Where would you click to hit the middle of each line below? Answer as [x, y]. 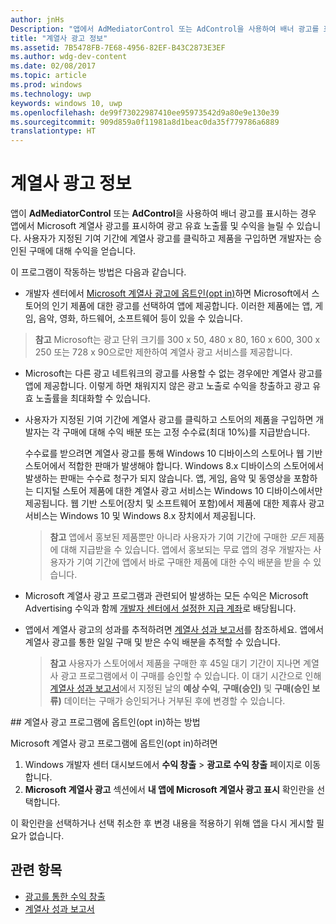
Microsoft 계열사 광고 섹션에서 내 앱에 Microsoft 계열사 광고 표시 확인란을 [169, 790]
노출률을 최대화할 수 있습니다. [93, 398]
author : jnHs [37, 19]
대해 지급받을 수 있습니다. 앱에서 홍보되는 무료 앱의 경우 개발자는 [186, 550]
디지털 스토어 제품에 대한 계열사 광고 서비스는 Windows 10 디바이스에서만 [179, 491]
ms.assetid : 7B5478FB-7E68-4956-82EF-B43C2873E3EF [118, 47]
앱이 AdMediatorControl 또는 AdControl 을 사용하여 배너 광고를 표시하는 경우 [163, 213]
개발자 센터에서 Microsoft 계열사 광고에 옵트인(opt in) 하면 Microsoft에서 [167, 293]
